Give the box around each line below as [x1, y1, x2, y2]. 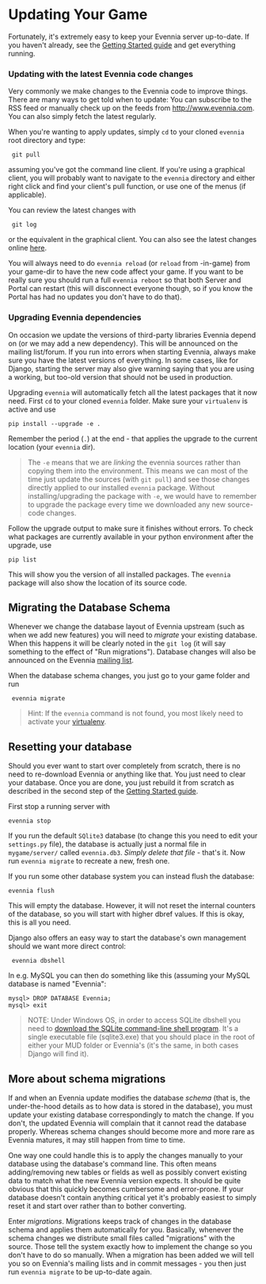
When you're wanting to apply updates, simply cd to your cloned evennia [8, 127, 245, 136]
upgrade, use [8, 540, 52, 550]
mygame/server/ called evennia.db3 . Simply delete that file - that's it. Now [8, 848, 245, 857]
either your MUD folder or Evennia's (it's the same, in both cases [27, 1041, 239, 1050]
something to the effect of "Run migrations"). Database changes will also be [8, 647, 256, 657]
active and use [8, 404, 56, 414]
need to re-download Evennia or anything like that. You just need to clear [8, 769, 246, 779]
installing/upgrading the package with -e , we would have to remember [27, 491, 257, 500]
